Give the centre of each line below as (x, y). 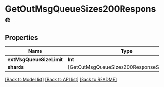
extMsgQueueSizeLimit (35, 59)
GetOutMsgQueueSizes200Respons (81, 9)
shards (16, 67)
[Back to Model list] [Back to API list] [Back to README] (61, 79)
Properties (21, 37)
